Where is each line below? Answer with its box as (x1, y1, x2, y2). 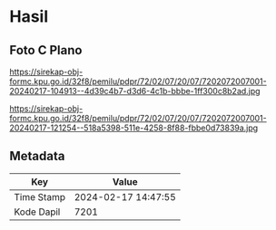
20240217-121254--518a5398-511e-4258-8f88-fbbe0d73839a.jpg (9, 122, 259, 133)
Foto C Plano (9, 43, 83, 58)
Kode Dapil (14, 206, 61, 218)
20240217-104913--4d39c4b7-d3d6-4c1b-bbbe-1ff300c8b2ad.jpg (9, 86, 261, 96)
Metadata (9, 149, 65, 164)
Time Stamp (14, 190, 66, 203)
